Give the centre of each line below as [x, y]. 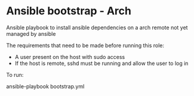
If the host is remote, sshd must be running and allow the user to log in [101, 63]
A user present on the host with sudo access [70, 57]
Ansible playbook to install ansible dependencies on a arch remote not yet [97, 27]
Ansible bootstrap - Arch [69, 11]
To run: [15, 75]
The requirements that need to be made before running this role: [85, 45]
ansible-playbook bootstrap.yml [45, 86]
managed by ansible [31, 33]
